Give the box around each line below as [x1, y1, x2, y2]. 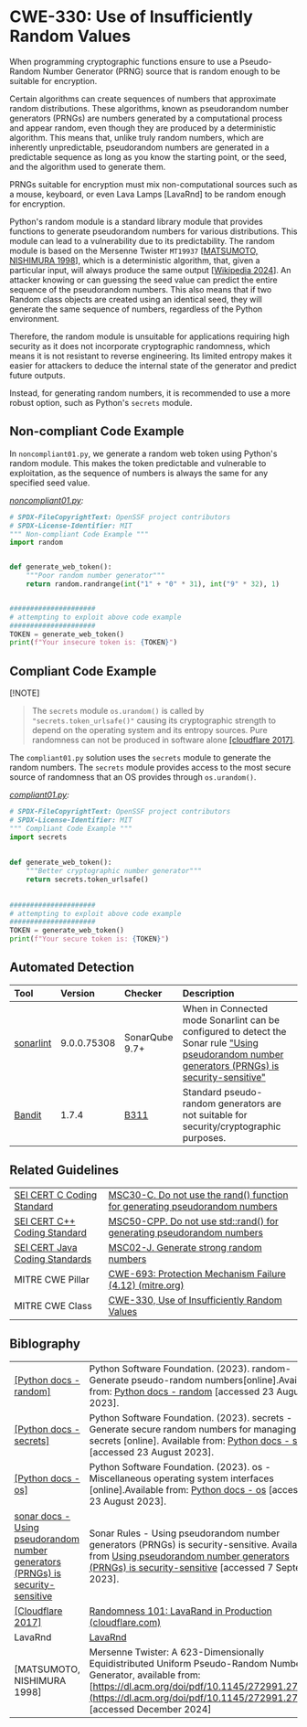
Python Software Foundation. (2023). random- [89, 1362, 291, 1375]
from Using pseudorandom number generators [89, 1550, 290, 1562]
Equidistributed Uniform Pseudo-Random [89, 1657, 268, 1669]
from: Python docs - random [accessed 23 [89, 1385, 274, 1398]
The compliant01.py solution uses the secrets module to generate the [9, 752, 271, 763]
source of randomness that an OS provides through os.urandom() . [9, 772, 257, 783]
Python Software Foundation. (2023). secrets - [89, 1411, 292, 1423]
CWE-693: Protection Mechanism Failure [108, 1267, 286, 1280]
